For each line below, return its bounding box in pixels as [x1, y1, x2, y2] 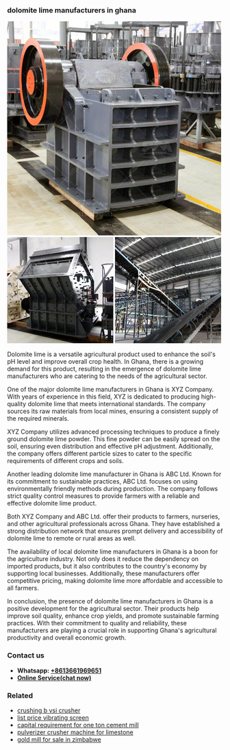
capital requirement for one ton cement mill [16, 721, 139, 729]
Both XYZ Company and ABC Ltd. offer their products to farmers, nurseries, [7, 512, 220, 521]
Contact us [7, 651, 44, 660]
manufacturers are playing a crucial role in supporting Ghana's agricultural [7, 626, 217, 635]
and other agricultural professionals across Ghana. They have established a [7, 520, 220, 528]
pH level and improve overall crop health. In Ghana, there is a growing [7, 358, 204, 366]
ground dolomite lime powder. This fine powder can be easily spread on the [7, 435, 220, 443]
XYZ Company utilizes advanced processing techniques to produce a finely [7, 427, 220, 436]
